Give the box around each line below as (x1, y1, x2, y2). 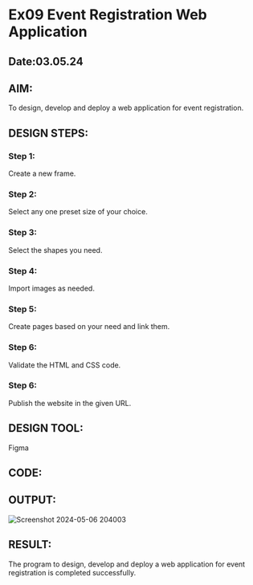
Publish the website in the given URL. (8, 398, 132, 408)
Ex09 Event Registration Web (8, 6, 207, 24)
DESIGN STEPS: (8, 126, 89, 140)
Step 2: (8, 189, 38, 200)
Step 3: (8, 227, 38, 238)
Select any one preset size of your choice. (8, 207, 149, 217)
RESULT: (8, 538, 52, 551)
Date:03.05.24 (8, 55, 84, 68)
